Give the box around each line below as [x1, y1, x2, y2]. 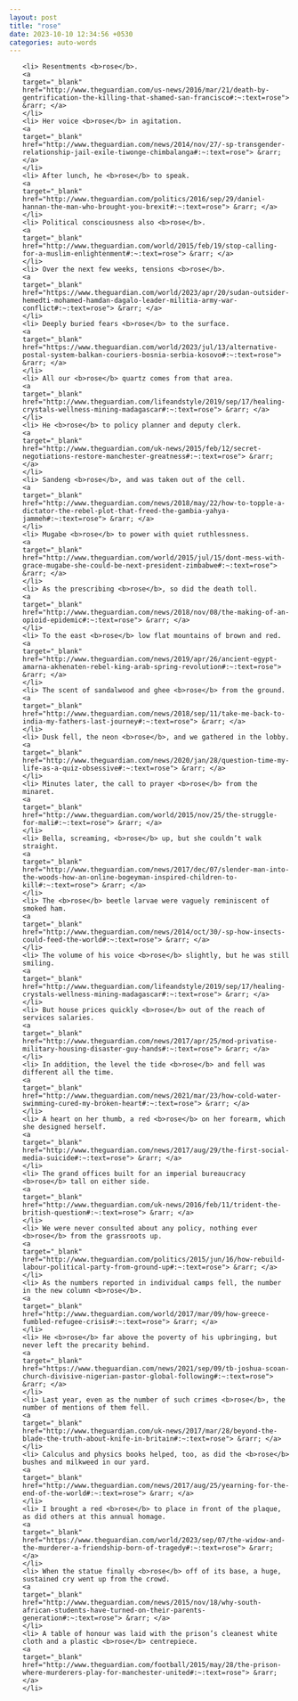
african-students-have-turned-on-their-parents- [21, 1606, 206, 1615]
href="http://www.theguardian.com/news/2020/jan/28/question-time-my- [21, 756, 290, 765]
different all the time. [21, 1068, 115, 1077]
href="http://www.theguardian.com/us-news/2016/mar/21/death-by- [21, 86, 270, 94]
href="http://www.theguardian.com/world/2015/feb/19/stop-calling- [21, 241, 278, 250]
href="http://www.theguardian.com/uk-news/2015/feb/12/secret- [21, 445, 262, 454]
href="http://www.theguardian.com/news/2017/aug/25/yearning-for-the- [21, 1481, 290, 1491]
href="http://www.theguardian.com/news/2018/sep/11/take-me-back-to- [21, 709, 286, 718]
